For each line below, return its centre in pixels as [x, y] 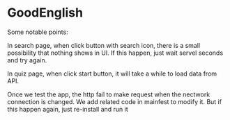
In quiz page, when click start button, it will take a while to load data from [112, 74]
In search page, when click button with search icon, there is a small [104, 45]
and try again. [27, 60]
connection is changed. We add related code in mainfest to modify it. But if [114, 101]
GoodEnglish [45, 13]
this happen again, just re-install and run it [68, 109]
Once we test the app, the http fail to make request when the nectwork [109, 94]
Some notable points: [38, 32]
